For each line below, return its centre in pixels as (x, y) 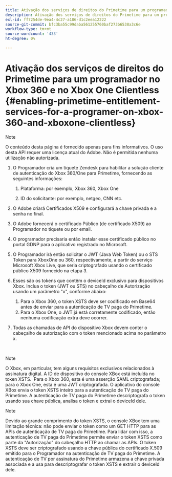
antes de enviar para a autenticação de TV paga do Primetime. (86, 307)
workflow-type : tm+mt (28, 29)
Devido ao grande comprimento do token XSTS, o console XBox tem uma (83, 421)
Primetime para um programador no (83, 79)
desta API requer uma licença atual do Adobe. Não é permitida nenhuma (82, 152)
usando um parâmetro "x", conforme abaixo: (59, 291)
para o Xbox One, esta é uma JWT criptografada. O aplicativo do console (82, 384)
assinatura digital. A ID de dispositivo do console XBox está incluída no (80, 374)
